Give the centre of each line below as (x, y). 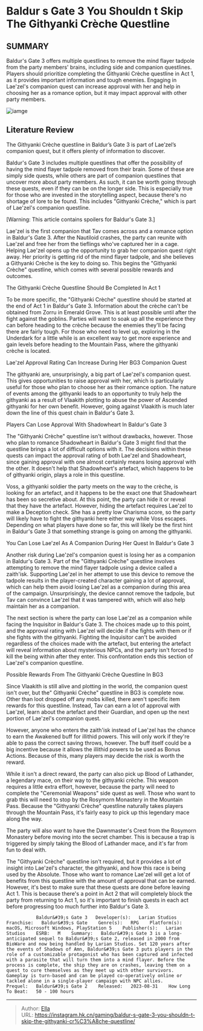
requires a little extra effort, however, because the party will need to (91, 786)
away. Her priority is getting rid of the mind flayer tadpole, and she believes (100, 257)
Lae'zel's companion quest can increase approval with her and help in (93, 86)
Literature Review (40, 130)
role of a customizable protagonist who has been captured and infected (100, 954)
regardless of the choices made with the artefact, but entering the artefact (99, 643)
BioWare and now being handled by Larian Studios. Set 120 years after (98, 944)
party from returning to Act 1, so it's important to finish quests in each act (97, 900)
